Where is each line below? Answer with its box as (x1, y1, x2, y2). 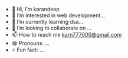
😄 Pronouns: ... (11, 40, 50, 47)
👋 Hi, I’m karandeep (11, 6, 60, 12)
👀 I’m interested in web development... (11, 12, 105, 19)
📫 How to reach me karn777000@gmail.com (11, 31, 122, 38)
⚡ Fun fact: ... (11, 46, 44, 53)
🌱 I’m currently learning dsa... (11, 18, 84, 25)
